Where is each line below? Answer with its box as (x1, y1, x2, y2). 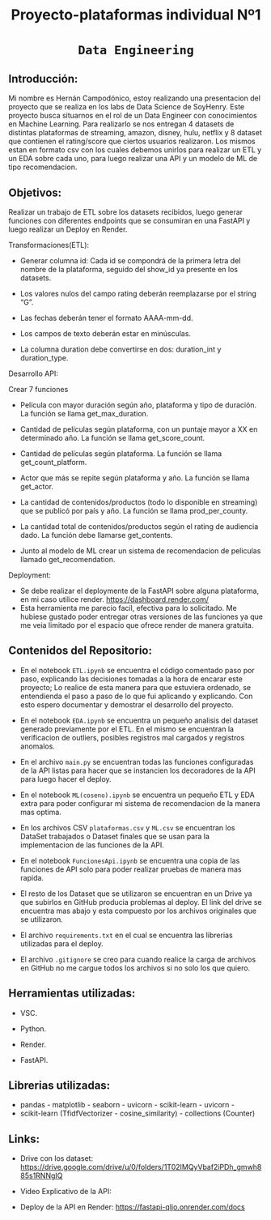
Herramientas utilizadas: (8, 987, 136, 1000)
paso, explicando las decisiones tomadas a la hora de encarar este (19, 674, 243, 684)
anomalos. (19, 741, 55, 751)
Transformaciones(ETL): (8, 241, 90, 250)
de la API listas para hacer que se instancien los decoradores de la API (19, 766, 256, 775)
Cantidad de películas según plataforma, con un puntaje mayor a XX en (19, 424, 258, 434)
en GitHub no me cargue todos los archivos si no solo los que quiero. (19, 962, 251, 973)
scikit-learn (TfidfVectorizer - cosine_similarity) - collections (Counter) (19, 1108, 256, 1119)
